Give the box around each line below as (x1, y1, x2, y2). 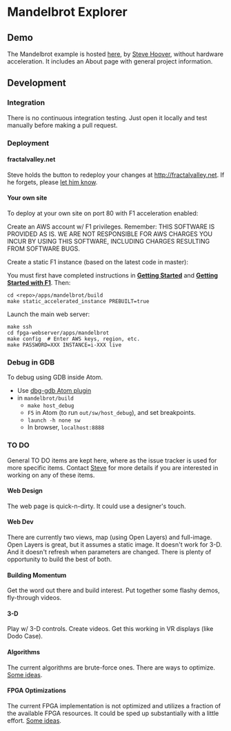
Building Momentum (7, 571, 67, 579)
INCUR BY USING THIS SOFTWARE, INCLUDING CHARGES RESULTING (7, 237, 210, 246)
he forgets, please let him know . (7, 177, 98, 186)
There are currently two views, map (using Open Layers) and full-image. (7, 533, 212, 542)
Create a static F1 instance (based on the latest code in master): (7, 258, 188, 266)
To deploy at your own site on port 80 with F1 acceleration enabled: (7, 209, 199, 217)
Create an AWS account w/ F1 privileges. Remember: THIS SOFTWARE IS (7, 222, 215, 231)
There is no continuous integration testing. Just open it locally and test (7, 113, 208, 121)
